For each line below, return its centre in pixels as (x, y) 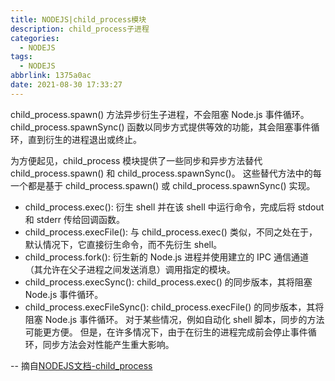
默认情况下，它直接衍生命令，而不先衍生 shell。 (123, 244)
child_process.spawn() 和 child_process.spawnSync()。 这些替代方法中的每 (166, 173)
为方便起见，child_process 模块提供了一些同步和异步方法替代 (136, 160)
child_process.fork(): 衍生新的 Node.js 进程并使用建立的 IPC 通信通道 (166, 257)
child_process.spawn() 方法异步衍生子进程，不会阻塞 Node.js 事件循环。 (160, 114)
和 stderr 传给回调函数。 (74, 219)
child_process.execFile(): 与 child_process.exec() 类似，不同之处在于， (171, 232)
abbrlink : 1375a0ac (51, 76)
